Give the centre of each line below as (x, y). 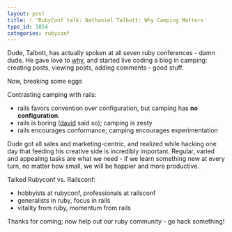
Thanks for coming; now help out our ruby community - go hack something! (116, 222)
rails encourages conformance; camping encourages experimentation (117, 130)
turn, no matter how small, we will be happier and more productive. (103, 166)
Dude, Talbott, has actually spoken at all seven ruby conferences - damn (111, 53)
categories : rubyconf (39, 33)
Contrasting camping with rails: (52, 95)
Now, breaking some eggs (45, 82)
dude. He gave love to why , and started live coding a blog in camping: (107, 61)
